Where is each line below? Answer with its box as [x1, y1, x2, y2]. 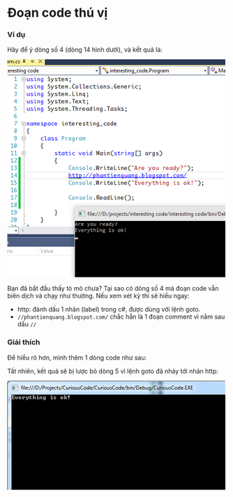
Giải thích [7, 337, 40, 347]
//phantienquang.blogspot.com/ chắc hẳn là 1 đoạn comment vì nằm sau [17, 312, 225, 321]
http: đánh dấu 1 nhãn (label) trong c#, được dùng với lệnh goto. [17, 305, 201, 314]
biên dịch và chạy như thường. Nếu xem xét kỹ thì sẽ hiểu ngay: [7, 291, 190, 300]
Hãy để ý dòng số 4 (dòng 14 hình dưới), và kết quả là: [7, 45, 163, 54]
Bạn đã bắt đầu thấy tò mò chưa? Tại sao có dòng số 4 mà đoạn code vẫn [7, 284, 219, 293]
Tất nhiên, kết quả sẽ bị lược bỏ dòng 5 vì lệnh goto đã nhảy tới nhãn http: [7, 367, 218, 375]
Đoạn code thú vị [7, 5, 108, 21]
